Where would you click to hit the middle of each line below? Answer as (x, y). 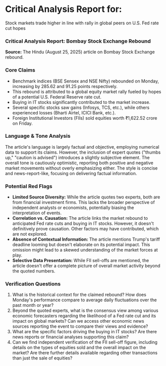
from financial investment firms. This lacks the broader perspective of (83, 202)
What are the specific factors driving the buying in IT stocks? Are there (84, 332)
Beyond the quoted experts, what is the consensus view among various (85, 311)
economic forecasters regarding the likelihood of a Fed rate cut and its (84, 316)
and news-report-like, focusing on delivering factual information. (71, 173)
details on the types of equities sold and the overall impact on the (79, 348)
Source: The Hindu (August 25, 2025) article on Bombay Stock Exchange (80, 52)
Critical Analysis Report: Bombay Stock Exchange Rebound (78, 41)
